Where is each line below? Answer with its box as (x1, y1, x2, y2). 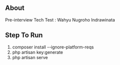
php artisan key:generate (12, 49, 63, 55)
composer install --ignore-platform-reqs (12, 44, 94, 50)
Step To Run (5, 31, 43, 40)
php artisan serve (12, 54, 48, 60)
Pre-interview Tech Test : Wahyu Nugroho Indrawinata (5, 17, 115, 22)
